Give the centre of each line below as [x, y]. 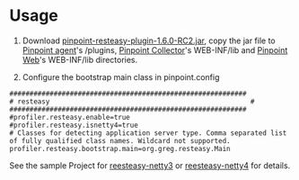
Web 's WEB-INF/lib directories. [80, 59]
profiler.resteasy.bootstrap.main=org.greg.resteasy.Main [120, 148]
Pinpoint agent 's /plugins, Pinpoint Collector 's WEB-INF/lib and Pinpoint [155, 49]
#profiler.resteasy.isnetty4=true [74, 125]
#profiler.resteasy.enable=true [70, 117]
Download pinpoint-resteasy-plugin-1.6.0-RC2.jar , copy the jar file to [149, 40]
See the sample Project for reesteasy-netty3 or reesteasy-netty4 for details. [150, 165]
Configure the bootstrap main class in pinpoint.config [121, 76]
